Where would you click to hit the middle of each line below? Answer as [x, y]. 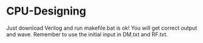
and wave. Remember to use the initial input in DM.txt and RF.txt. [87, 34]
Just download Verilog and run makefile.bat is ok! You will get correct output [102, 28]
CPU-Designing [46, 11]
